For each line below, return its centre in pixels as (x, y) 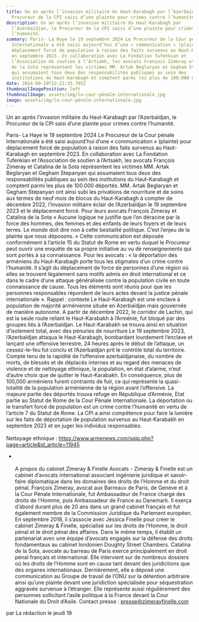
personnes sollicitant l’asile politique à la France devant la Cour (92, 595)
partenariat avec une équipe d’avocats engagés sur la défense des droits (104, 538)
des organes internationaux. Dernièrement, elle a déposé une (89, 570)
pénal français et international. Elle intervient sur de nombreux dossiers (102, 557)
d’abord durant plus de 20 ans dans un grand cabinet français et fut (97, 507)
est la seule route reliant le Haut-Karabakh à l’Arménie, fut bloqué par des (96, 318)
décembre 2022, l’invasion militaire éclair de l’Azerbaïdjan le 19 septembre (97, 204)
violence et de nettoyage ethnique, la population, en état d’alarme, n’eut (94, 369)
